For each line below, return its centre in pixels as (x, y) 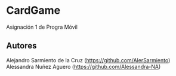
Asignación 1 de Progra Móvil (42, 27)
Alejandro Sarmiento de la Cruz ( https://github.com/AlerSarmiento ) (88, 60)
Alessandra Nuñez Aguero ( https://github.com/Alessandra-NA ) (84, 66)
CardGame (33, 10)
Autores (21, 46)
